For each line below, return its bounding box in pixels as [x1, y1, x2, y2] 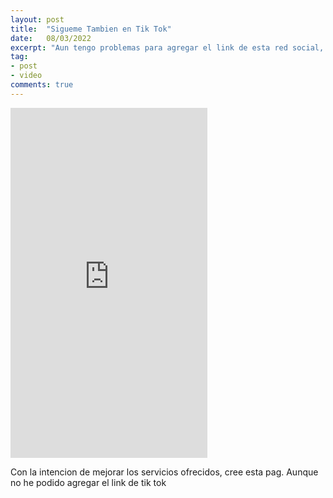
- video [10, 71, 43, 81]
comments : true [10, 80, 74, 90]
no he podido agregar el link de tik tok [10, 476, 167, 488]
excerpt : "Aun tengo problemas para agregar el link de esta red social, [10, 42, 325, 53]
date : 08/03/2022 [10, 33, 92, 43]
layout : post [10, 14, 65, 25]
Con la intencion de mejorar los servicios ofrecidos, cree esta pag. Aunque [10, 466, 319, 478]
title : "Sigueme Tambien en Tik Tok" [10, 24, 172, 34]
